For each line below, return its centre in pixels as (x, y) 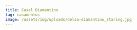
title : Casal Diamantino (32, 10)
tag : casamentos (23, 15)
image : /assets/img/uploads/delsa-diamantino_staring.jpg (68, 19)
